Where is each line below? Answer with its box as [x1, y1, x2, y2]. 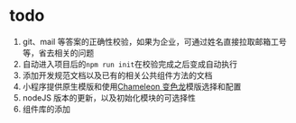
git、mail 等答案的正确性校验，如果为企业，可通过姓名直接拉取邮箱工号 [22, 36, 287, 47]
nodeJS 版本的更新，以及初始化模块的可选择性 [22, 92, 197, 103]
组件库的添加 [22, 103, 70, 114]
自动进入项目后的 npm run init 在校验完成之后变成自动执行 [22, 58, 237, 69]
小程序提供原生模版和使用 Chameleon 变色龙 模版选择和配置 [22, 81, 242, 92]
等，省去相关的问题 [22, 47, 95, 58]
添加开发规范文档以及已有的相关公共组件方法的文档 [22, 69, 213, 81]
